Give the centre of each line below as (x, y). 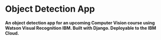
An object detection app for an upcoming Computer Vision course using (80, 22)
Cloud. (12, 33)
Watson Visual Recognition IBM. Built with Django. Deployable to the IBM (80, 28)
